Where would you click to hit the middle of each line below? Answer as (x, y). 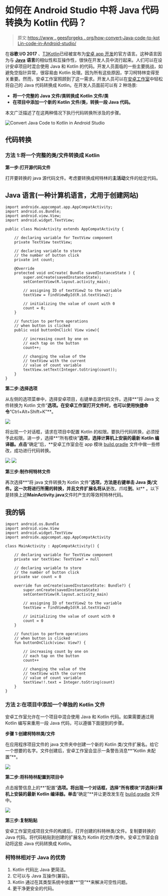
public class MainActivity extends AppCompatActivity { (64, 229)
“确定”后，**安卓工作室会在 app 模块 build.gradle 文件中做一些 (91, 444)
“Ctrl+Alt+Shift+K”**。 (33, 412)
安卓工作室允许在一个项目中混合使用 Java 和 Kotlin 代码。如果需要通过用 (79, 717)
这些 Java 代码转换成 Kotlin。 (44, 843)
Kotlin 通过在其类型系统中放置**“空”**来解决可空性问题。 (71, 882)
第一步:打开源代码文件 (28, 167)
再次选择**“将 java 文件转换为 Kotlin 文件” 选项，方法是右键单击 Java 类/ (79, 482)
